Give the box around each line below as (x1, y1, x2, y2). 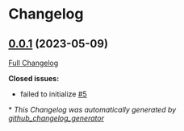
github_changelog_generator (8, 113, 105, 123)
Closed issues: (8, 74, 60, 83)
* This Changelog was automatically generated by (8, 105, 177, 114)
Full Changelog (8, 58, 59, 68)
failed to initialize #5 (19, 89, 87, 99)
